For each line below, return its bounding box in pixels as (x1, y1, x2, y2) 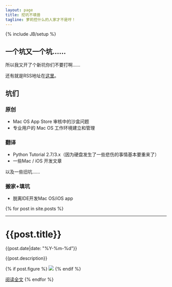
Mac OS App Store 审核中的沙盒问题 (12, 118, 90, 125)
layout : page (5, 7, 33, 13)
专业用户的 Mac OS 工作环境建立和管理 (12, 125, 95, 131)
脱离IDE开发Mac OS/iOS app (12, 195, 73, 201)
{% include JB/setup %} (5, 31, 56, 37)
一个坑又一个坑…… (5, 47, 67, 56)
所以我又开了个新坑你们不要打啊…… (5, 62, 81, 68)
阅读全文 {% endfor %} (5, 276, 54, 282)
